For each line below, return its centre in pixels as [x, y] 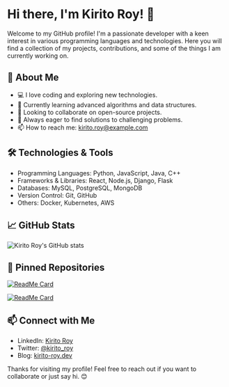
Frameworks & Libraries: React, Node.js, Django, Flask [95, 180]
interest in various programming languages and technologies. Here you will [115, 40]
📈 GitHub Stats [41, 225]
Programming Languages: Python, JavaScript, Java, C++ [99, 173]
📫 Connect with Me [51, 321]
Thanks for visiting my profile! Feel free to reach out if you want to [102, 369]
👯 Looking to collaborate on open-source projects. [89, 112]
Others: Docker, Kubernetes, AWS [66, 203]
